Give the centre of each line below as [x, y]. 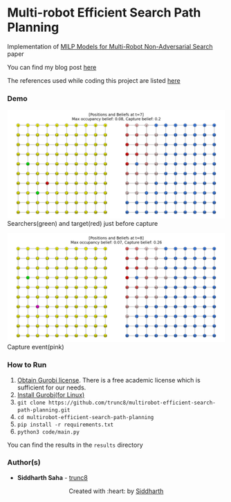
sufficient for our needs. [52, 387]
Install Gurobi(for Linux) [51, 394]
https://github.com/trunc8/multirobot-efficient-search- [132, 403]
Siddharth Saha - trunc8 [52, 477]
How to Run [27, 365]
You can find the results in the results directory [75, 445]
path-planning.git [44, 410]
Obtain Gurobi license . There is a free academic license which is [109, 380]
